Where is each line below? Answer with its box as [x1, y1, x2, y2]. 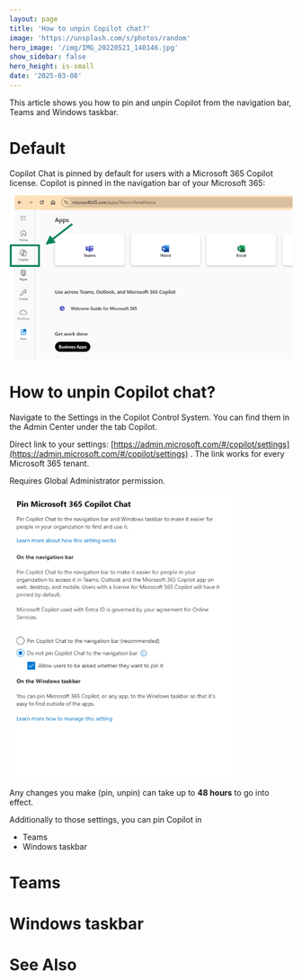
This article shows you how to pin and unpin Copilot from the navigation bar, [9, 97, 292, 108]
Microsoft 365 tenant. [9, 458, 90, 468]
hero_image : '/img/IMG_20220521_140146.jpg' [9, 43, 179, 52]
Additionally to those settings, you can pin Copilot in [9, 814, 202, 824]
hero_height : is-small [9, 62, 94, 71]
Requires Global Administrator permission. [9, 475, 166, 486]
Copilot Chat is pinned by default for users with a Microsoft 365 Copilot [9, 167, 273, 179]
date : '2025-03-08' [9, 72, 83, 81]
